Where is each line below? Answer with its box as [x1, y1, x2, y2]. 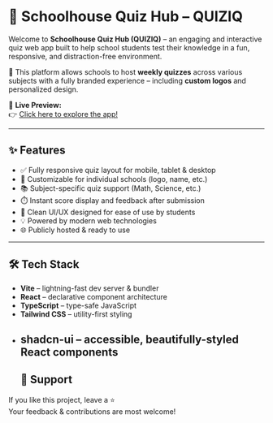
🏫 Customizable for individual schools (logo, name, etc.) [19, 174, 208, 183]
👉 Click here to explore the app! [8, 109, 118, 119]
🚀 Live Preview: [8, 100, 63, 110]
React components [19, 345, 119, 359]
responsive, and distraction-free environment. [8, 51, 162, 61]
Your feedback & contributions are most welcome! [8, 406, 176, 417]
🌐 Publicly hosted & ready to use [19, 225, 131, 235]
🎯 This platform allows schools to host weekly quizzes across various [8, 67, 243, 76]
